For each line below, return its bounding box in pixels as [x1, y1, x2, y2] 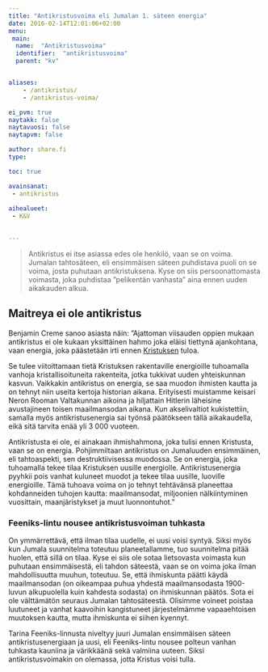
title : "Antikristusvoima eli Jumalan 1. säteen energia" [8, 11, 207, 20]
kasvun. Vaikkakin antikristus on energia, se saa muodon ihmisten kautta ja [8, 378, 258, 388]
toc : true [8, 167, 42, 175]
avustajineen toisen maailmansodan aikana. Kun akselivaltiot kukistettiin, [8, 404, 249, 413]
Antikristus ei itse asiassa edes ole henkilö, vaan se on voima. [27, 248, 233, 259]
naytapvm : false [8, 131, 63, 139]
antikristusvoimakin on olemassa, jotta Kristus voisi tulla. [8, 654, 196, 664]
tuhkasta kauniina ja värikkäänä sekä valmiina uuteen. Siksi [8, 645, 204, 655]
